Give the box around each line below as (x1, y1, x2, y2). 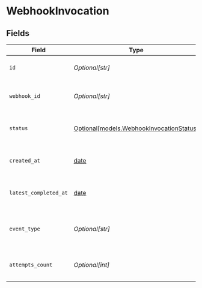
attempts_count (9, 262, 53, 268)
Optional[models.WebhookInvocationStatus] (73, 124, 199, 133)
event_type (9, 226, 40, 232)
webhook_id (9, 93, 40, 100)
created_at (9, 157, 40, 164)
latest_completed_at (9, 190, 68, 196)
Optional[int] (73, 261, 110, 269)
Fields (6, 28, 30, 38)
